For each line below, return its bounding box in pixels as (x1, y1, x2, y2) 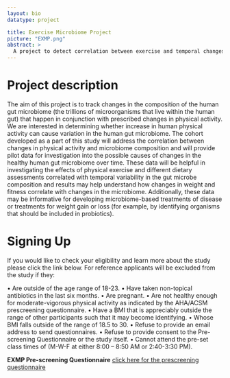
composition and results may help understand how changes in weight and (7, 180, 216, 189)
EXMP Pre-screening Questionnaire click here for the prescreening (7, 355, 199, 364)
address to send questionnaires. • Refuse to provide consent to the (7, 327, 197, 336)
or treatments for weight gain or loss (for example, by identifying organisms (7, 202, 220, 210)
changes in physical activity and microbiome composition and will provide (7, 143, 216, 152)
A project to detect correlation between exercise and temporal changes (13, 48, 225, 55)
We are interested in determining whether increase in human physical (7, 121, 203, 130)
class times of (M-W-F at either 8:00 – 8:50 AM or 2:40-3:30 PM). (7, 342, 193, 351)
